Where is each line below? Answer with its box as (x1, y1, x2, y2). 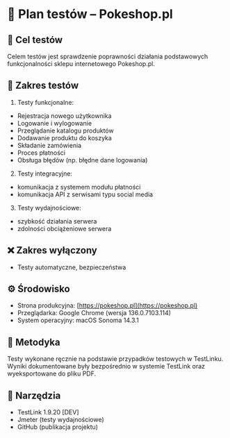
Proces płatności (17, 149, 66, 157)
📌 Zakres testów (7, 80, 79, 92)
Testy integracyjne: (17, 169, 73, 178)
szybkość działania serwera (17, 217, 97, 225)
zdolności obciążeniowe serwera (17, 224, 112, 233)
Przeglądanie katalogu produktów (17, 126, 114, 135)
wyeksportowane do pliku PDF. (7, 369, 97, 378)
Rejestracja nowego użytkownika (17, 111, 113, 120)
